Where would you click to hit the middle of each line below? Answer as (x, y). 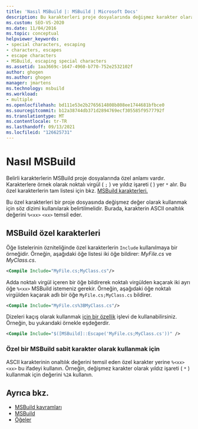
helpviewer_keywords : (33, 39)
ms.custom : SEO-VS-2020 (35, 22)
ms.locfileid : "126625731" (39, 133)
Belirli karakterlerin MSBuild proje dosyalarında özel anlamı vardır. (86, 178)
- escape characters (32, 56)
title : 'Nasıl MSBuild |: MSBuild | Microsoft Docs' (72, 12)
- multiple (19, 99)
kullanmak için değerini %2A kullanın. (49, 374)
